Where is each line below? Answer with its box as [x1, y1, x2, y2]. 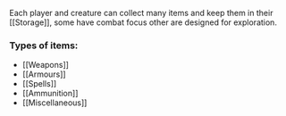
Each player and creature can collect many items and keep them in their [9, 8, 273, 18]
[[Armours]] [21, 69, 66, 79]
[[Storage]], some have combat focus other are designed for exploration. [9, 17, 277, 28]
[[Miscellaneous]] [21, 97, 88, 108]
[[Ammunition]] [21, 88, 79, 99]
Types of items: [9, 39, 79, 52]
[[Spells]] [21, 79, 57, 89]
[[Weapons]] [21, 60, 70, 70]
